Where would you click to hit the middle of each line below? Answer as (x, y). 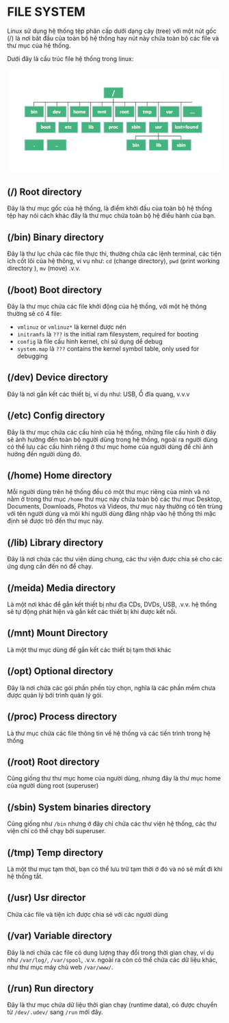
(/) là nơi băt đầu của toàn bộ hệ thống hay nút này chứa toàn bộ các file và (113, 38)
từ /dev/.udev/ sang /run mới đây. (55, 1012)
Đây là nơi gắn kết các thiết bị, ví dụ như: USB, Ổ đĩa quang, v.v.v (98, 394)
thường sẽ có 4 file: (35, 313)
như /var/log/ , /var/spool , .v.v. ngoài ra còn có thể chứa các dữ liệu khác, (112, 959)
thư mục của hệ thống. (39, 45)
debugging (32, 356)
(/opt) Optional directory (60, 671)
